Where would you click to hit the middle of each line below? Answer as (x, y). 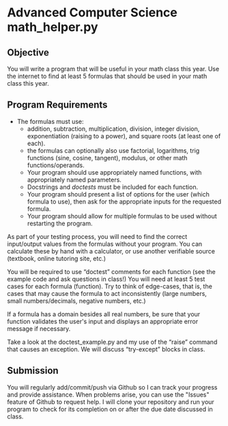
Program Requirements (57, 105)
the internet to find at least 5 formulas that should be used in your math (107, 76)
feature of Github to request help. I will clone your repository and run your (111, 401)
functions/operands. (56, 165)
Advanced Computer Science (92, 13)
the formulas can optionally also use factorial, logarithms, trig (113, 150)
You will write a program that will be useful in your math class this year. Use (113, 69)
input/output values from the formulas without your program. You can (105, 244)
